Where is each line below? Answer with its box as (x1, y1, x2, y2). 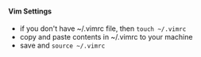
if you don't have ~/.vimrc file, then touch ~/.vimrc (19, 24, 187, 33)
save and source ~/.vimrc (19, 40, 106, 51)
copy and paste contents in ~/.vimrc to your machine (19, 32, 193, 42)
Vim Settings (8, 6, 52, 16)
